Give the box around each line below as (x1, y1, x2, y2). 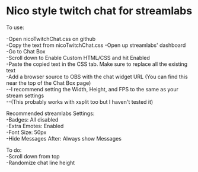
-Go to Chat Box (6, 47, 46, 55)
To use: (6, 24, 25, 31)
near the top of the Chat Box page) (6, 79, 91, 87)
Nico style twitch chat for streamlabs (6, 4, 193, 18)
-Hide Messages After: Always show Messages (6, 135, 122, 142)
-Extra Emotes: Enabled (6, 122, 64, 129)
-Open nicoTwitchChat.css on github (6, 35, 96, 42)
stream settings (6, 92, 44, 99)
